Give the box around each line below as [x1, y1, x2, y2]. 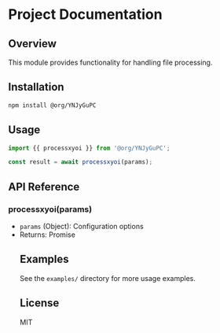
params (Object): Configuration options [19, 221, 144, 231]
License [19, 297, 60, 310]
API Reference [8, 179, 80, 194]
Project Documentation [8, 6, 163, 24]
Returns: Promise [19, 230, 76, 239]
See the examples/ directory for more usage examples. [19, 273, 196, 283]
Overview [8, 37, 57, 50]
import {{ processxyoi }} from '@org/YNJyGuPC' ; [8, 144, 170, 152]
